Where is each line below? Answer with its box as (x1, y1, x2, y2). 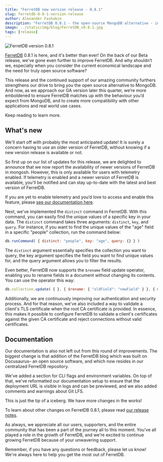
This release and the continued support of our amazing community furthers (5, 77, 156, 83)
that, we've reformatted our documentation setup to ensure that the (5, 378, 140, 384)
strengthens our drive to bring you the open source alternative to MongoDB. (5, 82, 157, 88)
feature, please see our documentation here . (5, 199, 94, 205)
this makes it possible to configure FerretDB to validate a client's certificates (5, 311, 158, 317)
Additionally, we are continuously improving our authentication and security (5, 295, 156, 301)
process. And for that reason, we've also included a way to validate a (5, 301, 143, 306)
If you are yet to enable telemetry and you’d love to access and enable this (5, 194, 154, 200)
